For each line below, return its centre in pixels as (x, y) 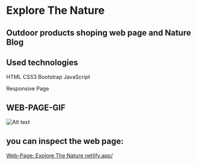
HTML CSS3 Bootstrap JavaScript (48, 77)
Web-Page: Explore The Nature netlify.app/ (59, 156)
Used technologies (42, 62)
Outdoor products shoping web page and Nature (98, 33)
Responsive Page (28, 89)
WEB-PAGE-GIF (36, 107)
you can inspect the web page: (65, 141)
